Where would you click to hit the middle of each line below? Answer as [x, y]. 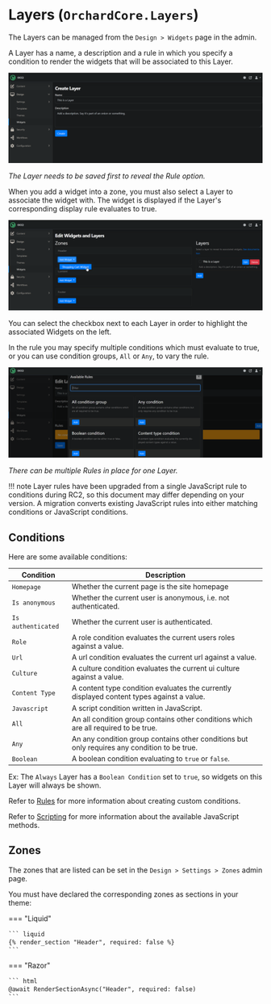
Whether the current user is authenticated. [142, 621]
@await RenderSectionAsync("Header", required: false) [102, 989]
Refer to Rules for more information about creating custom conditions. [125, 801]
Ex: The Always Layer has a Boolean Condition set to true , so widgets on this [135, 776]
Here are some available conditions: [68, 557]
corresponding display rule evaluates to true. [83, 209]
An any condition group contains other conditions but [160, 739]
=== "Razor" [29, 965]
